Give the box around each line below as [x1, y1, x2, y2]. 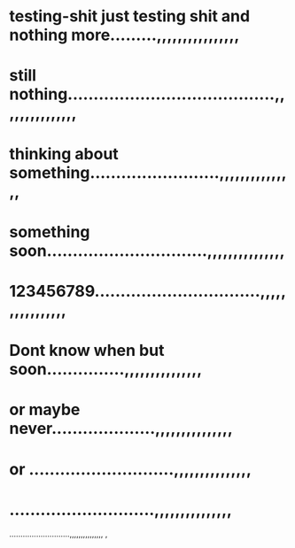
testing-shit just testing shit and [9, 6, 251, 27]
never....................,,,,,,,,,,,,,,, [9, 419, 233, 439]
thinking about [9, 143, 120, 164]
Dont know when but [9, 341, 165, 360]
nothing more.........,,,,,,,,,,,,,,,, [9, 25, 240, 45]
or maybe [9, 400, 81, 420]
